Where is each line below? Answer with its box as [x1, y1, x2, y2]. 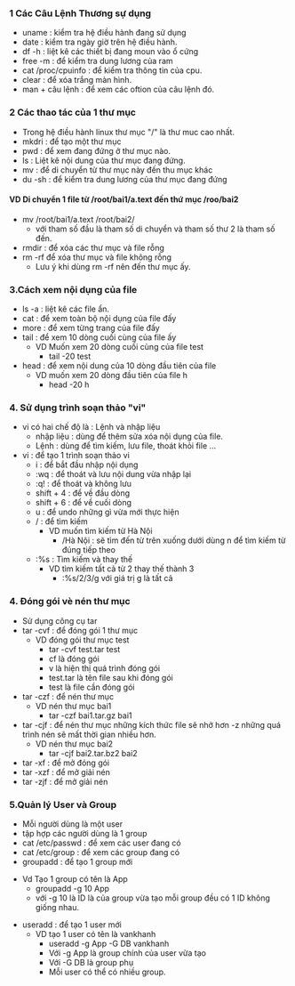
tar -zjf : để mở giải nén [21, 776, 108, 787]
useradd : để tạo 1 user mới [21, 919, 123, 930]
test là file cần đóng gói [48, 682, 135, 692]
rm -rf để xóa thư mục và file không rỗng [21, 252, 171, 263]
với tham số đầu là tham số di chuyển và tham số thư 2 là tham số [35, 223, 275, 234]
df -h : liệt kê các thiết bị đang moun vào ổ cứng [21, 46, 199, 57]
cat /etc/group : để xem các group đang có [21, 846, 180, 857]
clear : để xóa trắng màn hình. [21, 75, 132, 85]
